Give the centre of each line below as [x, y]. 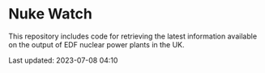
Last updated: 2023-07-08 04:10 [63, 60]
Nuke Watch [51, 14]
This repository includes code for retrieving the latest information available [133, 36]
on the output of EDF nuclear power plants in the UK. [96, 44]
